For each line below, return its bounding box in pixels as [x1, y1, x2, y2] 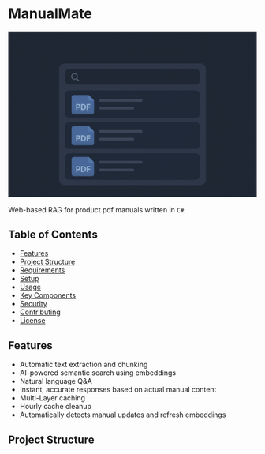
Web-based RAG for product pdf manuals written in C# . [8, 204, 187, 214]
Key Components [19, 291, 77, 300]
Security [19, 299, 47, 309]
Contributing [19, 307, 61, 317]
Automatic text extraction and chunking [19, 360, 148, 370]
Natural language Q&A [19, 377, 92, 386]
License [19, 316, 46, 325]
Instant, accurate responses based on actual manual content [19, 385, 217, 395]
